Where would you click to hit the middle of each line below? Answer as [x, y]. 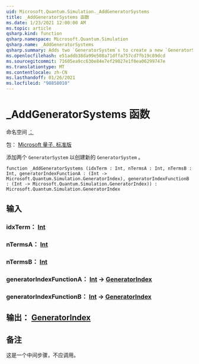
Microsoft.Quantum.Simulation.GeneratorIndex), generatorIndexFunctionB [98, 178]
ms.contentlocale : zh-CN [37, 72]
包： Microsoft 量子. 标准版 [39, 144]
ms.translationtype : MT [36, 67]
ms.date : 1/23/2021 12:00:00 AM [46, 23]
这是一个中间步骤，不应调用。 [42, 355]
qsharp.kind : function [34, 34]
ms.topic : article [29, 28]
